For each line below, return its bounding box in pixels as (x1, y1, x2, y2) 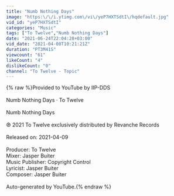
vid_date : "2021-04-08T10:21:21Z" (6, 41, 91, 47)
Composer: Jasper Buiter (6, 171, 67, 178)
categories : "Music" (6, 24, 57, 31)
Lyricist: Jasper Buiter (6, 164, 59, 172)
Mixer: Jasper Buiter (6, 152, 55, 159)
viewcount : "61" (6, 52, 46, 58)
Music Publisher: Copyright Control (6, 159, 91, 166)
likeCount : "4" (6, 57, 43, 63)
